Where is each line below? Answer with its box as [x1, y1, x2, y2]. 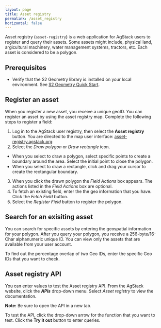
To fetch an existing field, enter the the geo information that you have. [12, 188, 152, 194]
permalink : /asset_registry [5, 16, 62, 21]
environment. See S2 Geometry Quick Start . [12, 82, 100, 87]
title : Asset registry [5, 12, 51, 17]
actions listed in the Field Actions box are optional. [12, 183, 113, 189]
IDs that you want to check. [5, 256, 60, 261]
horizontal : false [5, 20, 42, 26]
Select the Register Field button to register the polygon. [12, 199, 123, 205]
